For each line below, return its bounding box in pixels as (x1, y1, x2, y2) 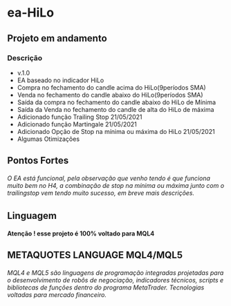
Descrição (7, 53, 43, 63)
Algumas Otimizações (17, 135, 80, 143)
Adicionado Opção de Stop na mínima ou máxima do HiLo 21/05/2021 (17, 127, 216, 135)
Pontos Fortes (7, 155, 69, 166)
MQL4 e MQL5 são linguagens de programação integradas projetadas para (7, 269, 224, 277)
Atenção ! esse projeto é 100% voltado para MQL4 (7, 229, 155, 238)
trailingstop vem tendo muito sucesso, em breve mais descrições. (7, 189, 195, 197)
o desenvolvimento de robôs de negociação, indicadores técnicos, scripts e (7, 276, 224, 285)
